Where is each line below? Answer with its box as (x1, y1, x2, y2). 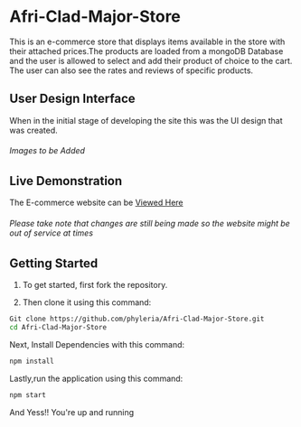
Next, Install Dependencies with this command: (9, 339, 185, 349)
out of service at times (9, 227, 93, 238)
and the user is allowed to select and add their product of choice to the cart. (9, 55, 293, 66)
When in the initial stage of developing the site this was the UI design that (9, 115, 283, 125)
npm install (9, 357, 54, 366)
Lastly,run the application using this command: (9, 373, 183, 384)
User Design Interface (9, 91, 136, 107)
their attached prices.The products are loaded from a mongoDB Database (9, 45, 284, 56)
